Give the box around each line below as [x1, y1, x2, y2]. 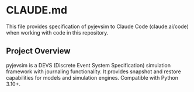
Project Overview [6, 46, 71, 56]
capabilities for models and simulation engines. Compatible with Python [6, 74, 178, 81]
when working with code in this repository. [6, 29, 109, 36]
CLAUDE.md [6, 4, 68, 17]
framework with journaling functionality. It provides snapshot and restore [6, 68, 181, 75]
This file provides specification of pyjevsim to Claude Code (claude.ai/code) [6, 23, 189, 30]
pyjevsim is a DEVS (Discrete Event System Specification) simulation [6, 62, 171, 69]
